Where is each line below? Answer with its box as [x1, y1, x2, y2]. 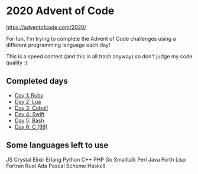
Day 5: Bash [14, 117, 44, 124]
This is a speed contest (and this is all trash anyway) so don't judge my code [6, 52, 193, 60]
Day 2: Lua [14, 98, 41, 105]
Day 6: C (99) [14, 123, 48, 130]
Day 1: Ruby [14, 91, 44, 99]
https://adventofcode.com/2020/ [6, 24, 87, 31]
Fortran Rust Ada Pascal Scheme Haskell [6, 162, 106, 169]
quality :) [6, 59, 28, 66]
